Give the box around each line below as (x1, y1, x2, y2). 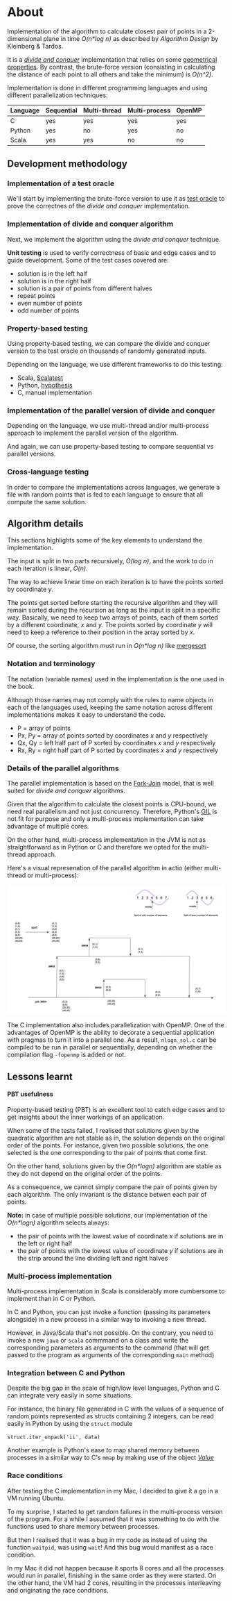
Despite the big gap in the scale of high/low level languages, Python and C (7, 1384, 220, 1393)
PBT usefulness (7, 1090, 53, 1098)
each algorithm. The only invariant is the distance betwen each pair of (7, 1190, 207, 1198)
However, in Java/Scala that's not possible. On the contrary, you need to (7, 1329, 214, 1337)
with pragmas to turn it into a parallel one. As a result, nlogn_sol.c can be (7, 1036, 217, 1044)
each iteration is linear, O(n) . (7, 564, 88, 573)
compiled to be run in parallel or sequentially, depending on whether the (7, 1043, 213, 1052)
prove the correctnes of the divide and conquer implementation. (7, 202, 190, 210)
